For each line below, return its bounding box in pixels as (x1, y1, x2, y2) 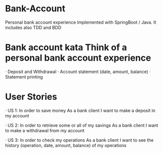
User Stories (5, 91, 57, 103)
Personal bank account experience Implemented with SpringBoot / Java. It (5, 19, 157, 25)
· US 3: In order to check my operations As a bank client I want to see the (5, 137, 154, 143)
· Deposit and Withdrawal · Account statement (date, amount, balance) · (5, 69, 151, 75)
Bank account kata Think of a (5, 42, 127, 53)
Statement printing (5, 74, 43, 79)
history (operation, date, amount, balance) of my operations (5, 142, 127, 148)
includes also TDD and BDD (5, 24, 62, 30)
